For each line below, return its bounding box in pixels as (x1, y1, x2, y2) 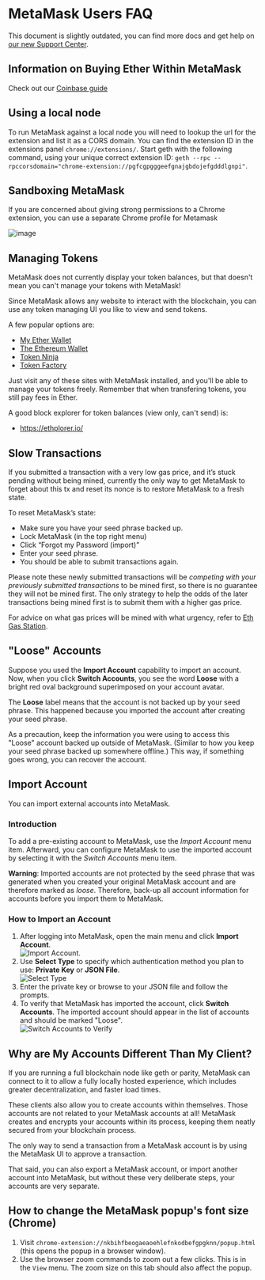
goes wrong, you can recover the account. (8, 754, 147, 764)
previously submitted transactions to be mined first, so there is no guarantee (8, 581, 258, 590)
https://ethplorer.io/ (19, 424, 84, 433)
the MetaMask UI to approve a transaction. (8, 1149, 148, 1159)
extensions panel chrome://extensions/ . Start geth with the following (8, 144, 233, 154)
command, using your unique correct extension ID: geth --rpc (8, 152, 211, 162)
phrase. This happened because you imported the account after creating (8, 705, 245, 715)
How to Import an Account (8, 913, 112, 925)
